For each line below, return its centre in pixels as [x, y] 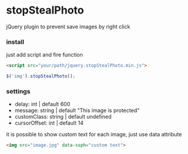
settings [18, 91]
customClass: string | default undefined [63, 117]
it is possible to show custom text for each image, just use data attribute [94, 135]
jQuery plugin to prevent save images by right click [68, 27]
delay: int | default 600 [42, 104]
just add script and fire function [44, 55]
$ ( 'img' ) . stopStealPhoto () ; [41, 76]
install [15, 42]
